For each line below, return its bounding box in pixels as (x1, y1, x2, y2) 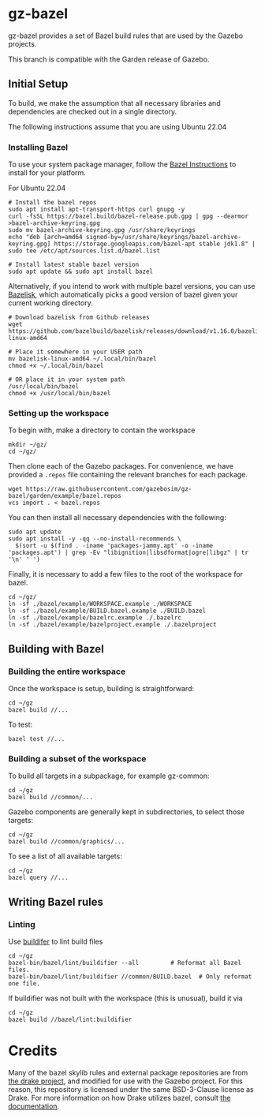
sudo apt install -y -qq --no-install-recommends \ (8, 535, 181, 543)
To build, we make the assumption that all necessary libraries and (8, 98, 221, 107)
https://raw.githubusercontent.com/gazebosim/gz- (25, 485, 192, 493)
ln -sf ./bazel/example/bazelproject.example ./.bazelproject (8, 621, 217, 629)
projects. (8, 39, 37, 48)
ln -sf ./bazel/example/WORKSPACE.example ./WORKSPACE (8, 600, 192, 608)
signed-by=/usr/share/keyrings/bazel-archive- (85, 234, 242, 241)
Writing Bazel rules (8, 895, 104, 908)
